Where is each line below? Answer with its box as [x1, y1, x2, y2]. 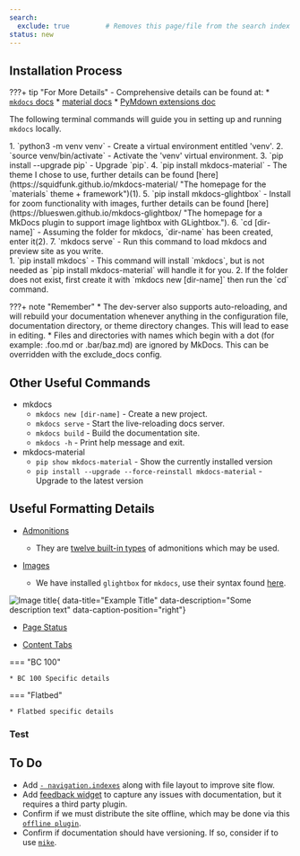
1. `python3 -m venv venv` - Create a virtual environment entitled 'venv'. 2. [9, 141, 284, 152]
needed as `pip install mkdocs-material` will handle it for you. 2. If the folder [9, 265, 288, 276]
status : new [9, 30, 54, 39]
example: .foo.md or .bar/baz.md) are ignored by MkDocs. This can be [9, 340, 269, 350]
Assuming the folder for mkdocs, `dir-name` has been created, [43, 226, 273, 238]
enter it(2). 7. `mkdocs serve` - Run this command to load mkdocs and [9, 236, 267, 247]
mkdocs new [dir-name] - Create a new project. [35, 409, 208, 419]
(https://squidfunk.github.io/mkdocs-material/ [9, 179, 179, 190]
